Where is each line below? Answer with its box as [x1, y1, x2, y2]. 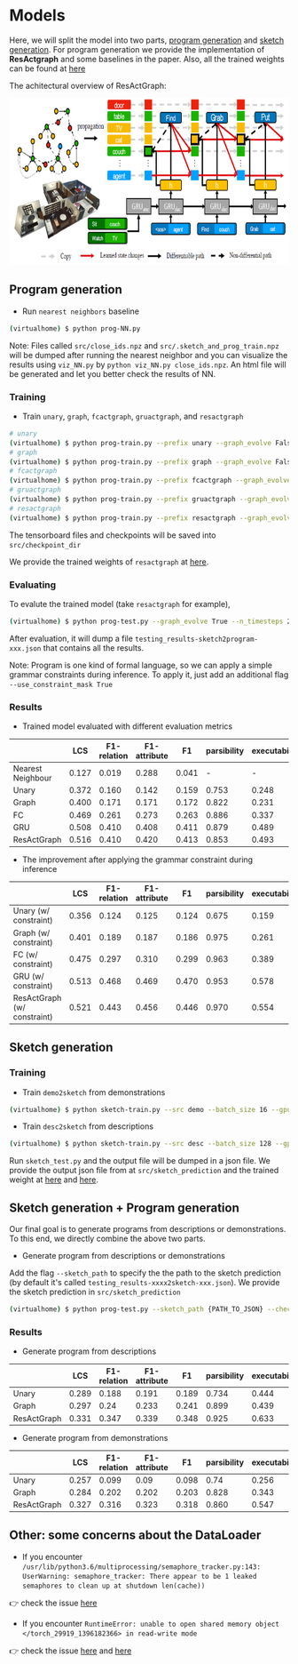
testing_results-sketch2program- [134, 635, 259, 644]
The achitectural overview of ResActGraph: [9, 80, 167, 91]
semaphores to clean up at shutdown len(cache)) [21, 1581, 206, 1590]
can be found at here [9, 63, 86, 74]
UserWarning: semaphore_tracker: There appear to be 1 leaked [21, 1572, 257, 1580]
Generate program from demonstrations [21, 1433, 169, 1444]
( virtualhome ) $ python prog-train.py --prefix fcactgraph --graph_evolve [9, 476, 292, 485]
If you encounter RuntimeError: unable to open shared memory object [21, 1618, 279, 1628]
